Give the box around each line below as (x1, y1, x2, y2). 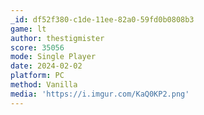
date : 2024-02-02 (10, 61, 83, 71)
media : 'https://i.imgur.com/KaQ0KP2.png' (10, 89, 190, 99)
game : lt (10, 24, 47, 34)
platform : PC (10, 71, 65, 81)
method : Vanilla (10, 80, 78, 90)
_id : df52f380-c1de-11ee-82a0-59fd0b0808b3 (10, 14, 195, 25)
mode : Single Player (10, 52, 97, 62)
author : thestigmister (10, 33, 105, 43)
